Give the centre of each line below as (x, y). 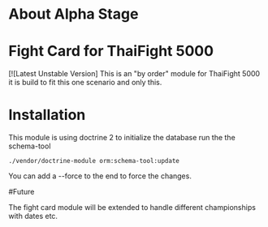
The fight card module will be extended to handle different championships (132, 208)
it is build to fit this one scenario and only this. (85, 83)
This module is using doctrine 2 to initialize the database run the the (122, 138)
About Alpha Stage (73, 14)
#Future (22, 192)
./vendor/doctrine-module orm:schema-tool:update (94, 161)
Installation (47, 115)
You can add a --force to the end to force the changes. (100, 176)
